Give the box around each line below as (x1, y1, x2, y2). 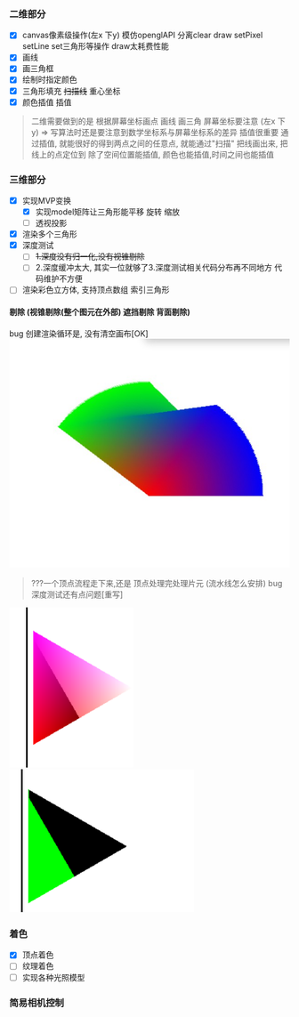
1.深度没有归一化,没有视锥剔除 (35, 251, 145, 262)
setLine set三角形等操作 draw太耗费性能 (21, 41, 169, 52)
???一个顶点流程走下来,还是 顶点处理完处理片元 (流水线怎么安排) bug (30, 578, 283, 589)
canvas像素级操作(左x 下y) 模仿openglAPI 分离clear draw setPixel (21, 29, 263, 41)
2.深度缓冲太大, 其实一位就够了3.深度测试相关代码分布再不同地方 (35, 262, 273, 273)
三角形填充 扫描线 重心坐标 (21, 85, 121, 96)
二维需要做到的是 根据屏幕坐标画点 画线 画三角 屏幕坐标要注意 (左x (30, 116, 276, 126)
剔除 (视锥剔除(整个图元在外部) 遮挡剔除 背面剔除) (9, 307, 191, 318)
